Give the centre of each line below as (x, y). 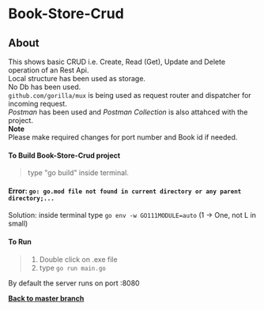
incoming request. (38, 104)
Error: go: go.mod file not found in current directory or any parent (125, 191)
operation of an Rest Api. (49, 70)
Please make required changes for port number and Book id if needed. (123, 137)
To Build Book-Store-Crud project (64, 155)
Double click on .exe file (78, 259)
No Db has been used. (45, 87)
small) (18, 224)
